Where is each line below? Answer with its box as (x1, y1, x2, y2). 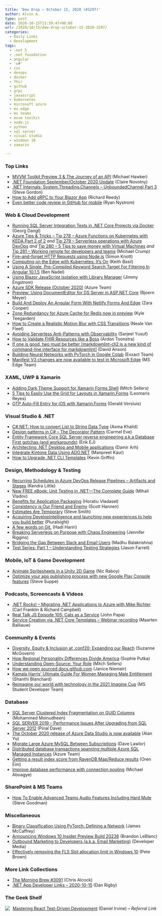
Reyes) (12, 395, 26, 401)
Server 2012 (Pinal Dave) (12, 725, 62, 731)
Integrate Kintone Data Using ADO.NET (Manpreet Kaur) (12, 450, 124, 455)
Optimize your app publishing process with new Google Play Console (12, 573, 150, 579)
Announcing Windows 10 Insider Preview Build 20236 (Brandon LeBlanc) (12, 833, 158, 839)
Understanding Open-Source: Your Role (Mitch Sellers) (12, 661, 122, 666)
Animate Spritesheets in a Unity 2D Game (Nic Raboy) (12, 568, 120, 574)
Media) (12, 844, 27, 849)
